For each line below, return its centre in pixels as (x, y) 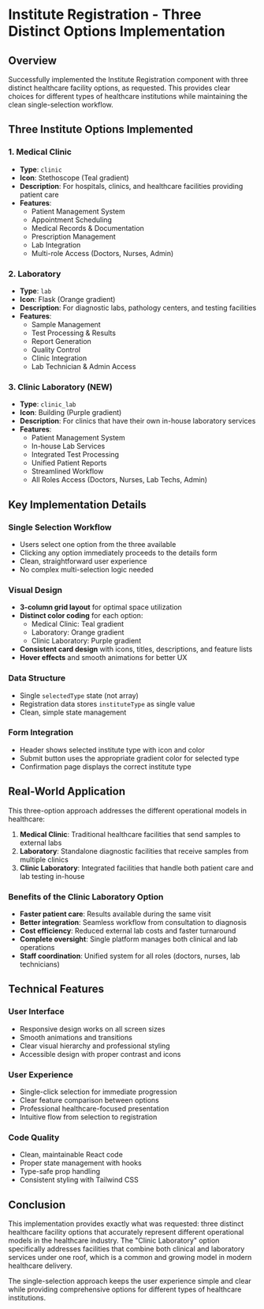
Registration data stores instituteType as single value (107, 704)
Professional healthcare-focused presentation (94, 1108)
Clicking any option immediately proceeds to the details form (118, 553)
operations (37, 947)
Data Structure (37, 678)
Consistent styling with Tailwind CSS (79, 1180)
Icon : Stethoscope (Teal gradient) (74, 177)
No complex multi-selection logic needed (86, 569)
